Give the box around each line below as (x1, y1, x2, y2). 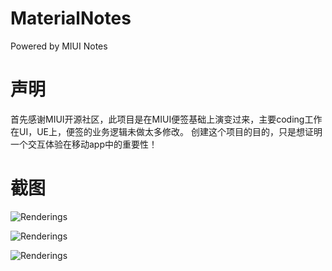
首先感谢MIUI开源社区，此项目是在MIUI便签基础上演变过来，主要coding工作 (10, 113, 323, 125)
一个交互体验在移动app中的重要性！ (10, 138, 158, 150)
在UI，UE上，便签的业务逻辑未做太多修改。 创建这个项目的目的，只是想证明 (10, 125, 323, 137)
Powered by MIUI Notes (10, 40, 108, 52)
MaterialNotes (10, 7, 132, 30)
